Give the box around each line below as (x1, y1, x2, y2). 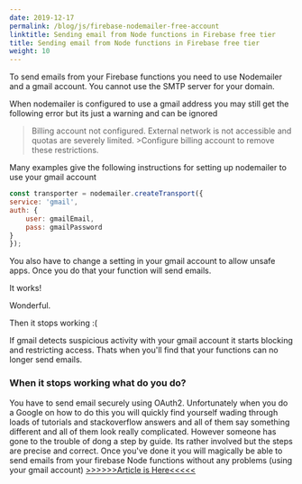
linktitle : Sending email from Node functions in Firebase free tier (9, 30, 277, 39)
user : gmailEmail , (25, 214, 95, 224)
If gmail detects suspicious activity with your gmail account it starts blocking (9, 335, 293, 346)
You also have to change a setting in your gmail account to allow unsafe (9, 256, 276, 267)
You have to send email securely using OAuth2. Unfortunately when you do (9, 397, 288, 408)
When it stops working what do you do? (9, 377, 187, 389)
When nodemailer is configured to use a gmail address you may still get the (9, 98, 289, 109)
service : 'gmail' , (9, 197, 78, 206)
